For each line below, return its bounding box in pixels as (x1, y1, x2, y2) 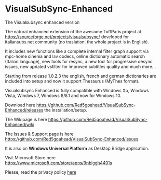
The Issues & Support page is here (5, 131, 74, 137)
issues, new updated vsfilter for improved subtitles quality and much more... (5, 64, 156, 69)
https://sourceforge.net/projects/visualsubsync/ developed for (5, 34, 129, 40)
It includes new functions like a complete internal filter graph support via (5, 48, 149, 54)
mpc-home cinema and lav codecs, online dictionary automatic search (5, 53, 145, 59)
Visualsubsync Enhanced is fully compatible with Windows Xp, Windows (5, 87, 149, 93)
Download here (5, 102, 35, 108)
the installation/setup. (44, 107, 88, 113)
